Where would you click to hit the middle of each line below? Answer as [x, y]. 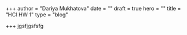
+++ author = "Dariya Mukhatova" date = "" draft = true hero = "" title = [93, 8]
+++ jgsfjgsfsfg [25, 26]
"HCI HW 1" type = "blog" [37, 15]
